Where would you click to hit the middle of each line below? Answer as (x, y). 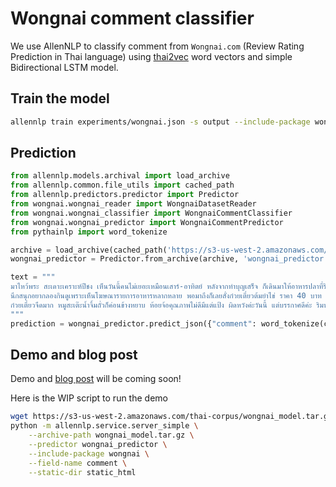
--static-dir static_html (82, 472)
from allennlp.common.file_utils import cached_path (122, 185)
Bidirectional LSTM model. (64, 67)
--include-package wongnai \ (89, 453)
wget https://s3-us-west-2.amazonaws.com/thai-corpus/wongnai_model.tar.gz (171, 417)
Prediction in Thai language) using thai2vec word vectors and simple (151, 56)
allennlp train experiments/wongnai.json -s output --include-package (160, 122)
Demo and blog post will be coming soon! (96, 379)
